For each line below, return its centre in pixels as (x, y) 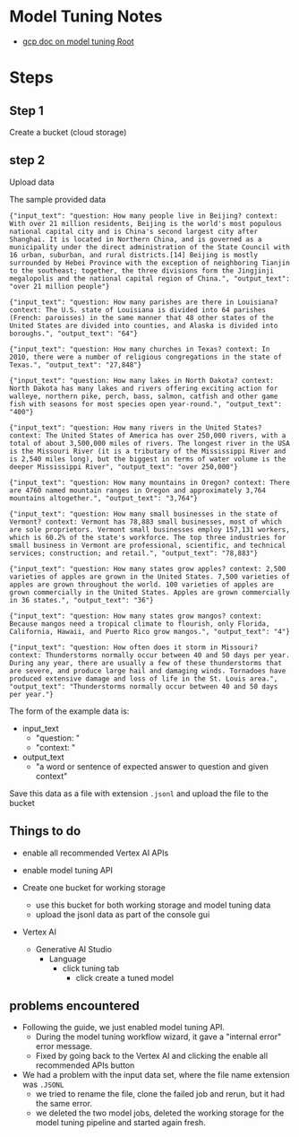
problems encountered (75, 1006)
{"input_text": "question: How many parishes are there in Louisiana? (144, 302)
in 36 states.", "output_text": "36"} (81, 600)
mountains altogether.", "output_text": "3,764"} (104, 498)
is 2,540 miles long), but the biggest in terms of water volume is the (148, 459)
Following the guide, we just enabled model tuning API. (124, 1028)
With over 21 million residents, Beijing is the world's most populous (145, 223)
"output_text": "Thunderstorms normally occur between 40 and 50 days (144, 686)
